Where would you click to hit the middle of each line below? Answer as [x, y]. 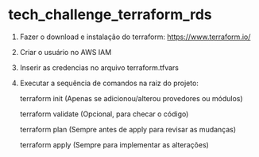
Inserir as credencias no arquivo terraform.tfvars [99, 67]
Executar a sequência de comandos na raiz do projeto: [109, 83]
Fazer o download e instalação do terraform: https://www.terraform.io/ [135, 37]
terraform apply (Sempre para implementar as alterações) [114, 144]
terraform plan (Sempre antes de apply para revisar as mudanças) [128, 129]
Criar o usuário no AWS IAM [66, 52]
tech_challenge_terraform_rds [110, 15]
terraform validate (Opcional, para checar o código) [104, 114]
